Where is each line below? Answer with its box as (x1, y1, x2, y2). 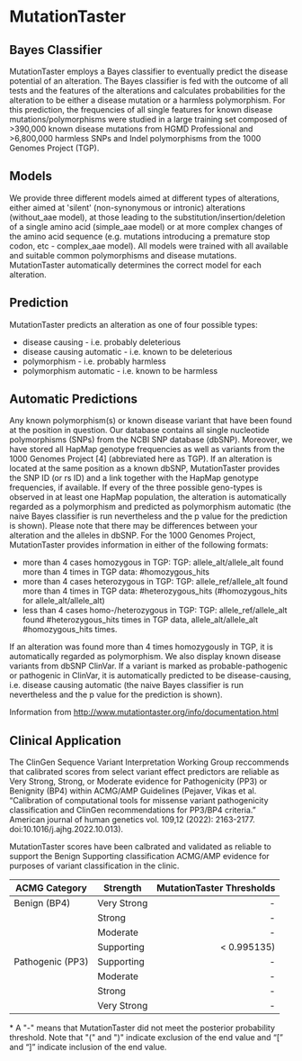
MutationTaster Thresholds (155, 882, 276, 894)
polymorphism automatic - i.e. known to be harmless (22, 365, 218, 376)
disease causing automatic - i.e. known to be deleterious (22, 346, 233, 357)
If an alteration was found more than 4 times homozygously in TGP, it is (9, 641, 274, 652)
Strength (102, 882, 142, 894)
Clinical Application (9, 732, 121, 748)
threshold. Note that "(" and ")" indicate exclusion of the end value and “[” (9, 1032, 283, 1043)
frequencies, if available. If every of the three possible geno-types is (9, 482, 263, 493)
